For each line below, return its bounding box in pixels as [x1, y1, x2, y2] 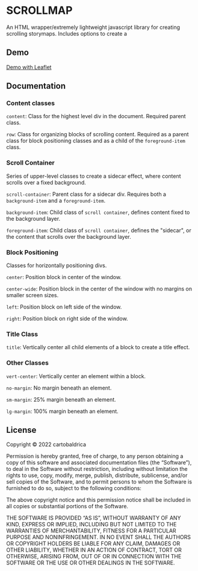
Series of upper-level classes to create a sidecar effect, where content [6, 172, 182, 180]
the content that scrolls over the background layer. [6, 233, 131, 240]
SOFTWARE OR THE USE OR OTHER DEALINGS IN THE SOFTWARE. [6, 559, 175, 567]
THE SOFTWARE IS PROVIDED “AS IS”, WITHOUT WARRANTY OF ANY [6, 514, 181, 522]
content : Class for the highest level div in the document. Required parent [6, 113, 186, 120]
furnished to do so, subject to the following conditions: [6, 485, 141, 492]
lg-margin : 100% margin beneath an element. [6, 408, 119, 415]
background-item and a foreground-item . [6, 197, 106, 204]
